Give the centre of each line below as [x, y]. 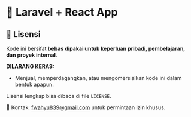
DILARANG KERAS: [31, 66]
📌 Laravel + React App [62, 12]
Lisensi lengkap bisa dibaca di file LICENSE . [59, 96]
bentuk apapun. [34, 84]
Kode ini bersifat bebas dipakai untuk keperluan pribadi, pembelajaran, [96, 48]
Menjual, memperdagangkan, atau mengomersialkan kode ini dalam [98, 78]
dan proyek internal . [32, 55]
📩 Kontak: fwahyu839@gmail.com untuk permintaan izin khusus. [86, 107]
